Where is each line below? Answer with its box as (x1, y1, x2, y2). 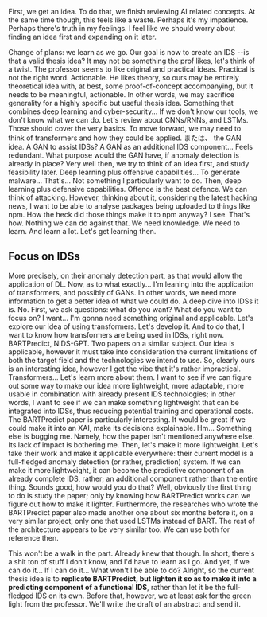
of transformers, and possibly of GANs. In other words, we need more (8, 287, 237, 297)
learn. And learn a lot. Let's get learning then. (8, 227, 157, 236)
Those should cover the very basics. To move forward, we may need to (8, 123, 242, 133)
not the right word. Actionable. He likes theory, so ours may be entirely (8, 73, 240, 82)
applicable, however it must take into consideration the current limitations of (8, 346, 257, 357)
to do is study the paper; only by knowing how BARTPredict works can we (8, 490, 251, 500)
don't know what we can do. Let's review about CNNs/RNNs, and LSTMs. (8, 115, 249, 124)
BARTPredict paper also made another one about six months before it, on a (8, 507, 254, 517)
